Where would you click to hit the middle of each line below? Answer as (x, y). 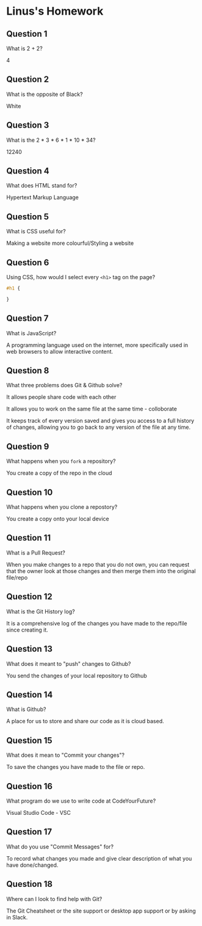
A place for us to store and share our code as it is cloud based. (85, 721)
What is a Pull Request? (36, 552)
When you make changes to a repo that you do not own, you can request (98, 564)
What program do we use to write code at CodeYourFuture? (81, 801)
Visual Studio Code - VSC (39, 812)
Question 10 (30, 492)
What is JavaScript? (31, 333)
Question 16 (30, 786)
